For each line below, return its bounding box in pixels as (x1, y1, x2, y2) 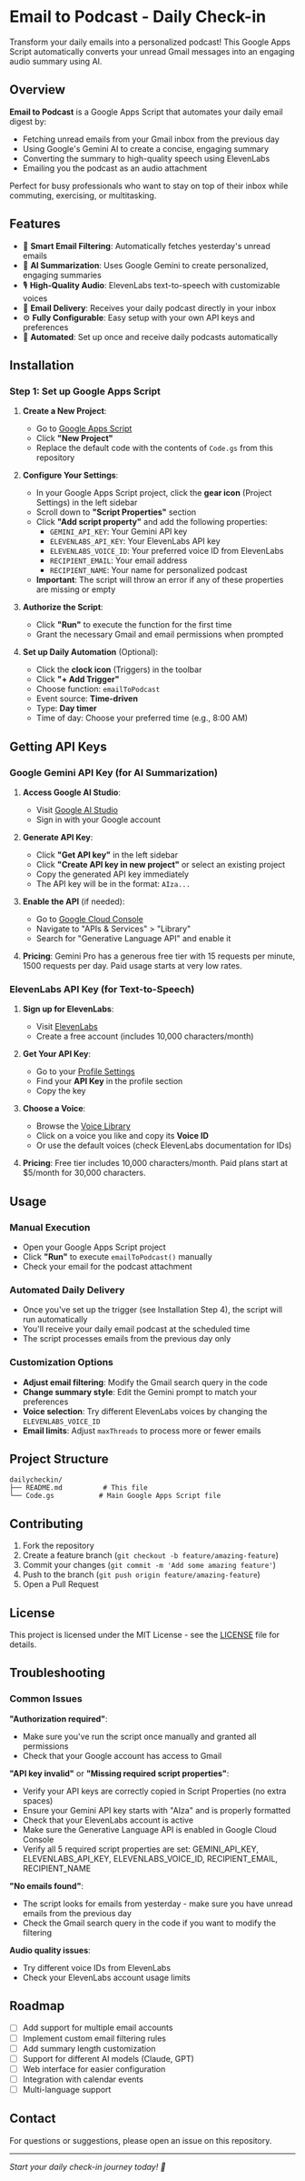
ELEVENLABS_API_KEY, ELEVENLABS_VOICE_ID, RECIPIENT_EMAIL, (22, 1853, 279, 1864)
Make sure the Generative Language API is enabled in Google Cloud (22, 1824, 277, 1834)
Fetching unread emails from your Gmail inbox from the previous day (22, 134, 280, 145)
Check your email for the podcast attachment (22, 1261, 192, 1271)
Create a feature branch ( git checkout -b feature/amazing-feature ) (22, 1550, 280, 1561)
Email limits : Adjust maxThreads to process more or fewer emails (22, 1425, 261, 1436)
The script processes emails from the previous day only (22, 1333, 231, 1344)
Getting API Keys (9, 739, 107, 754)
